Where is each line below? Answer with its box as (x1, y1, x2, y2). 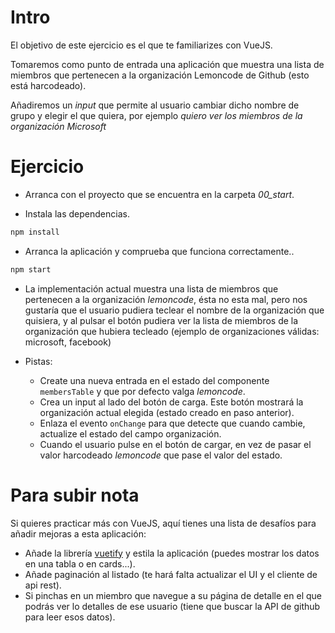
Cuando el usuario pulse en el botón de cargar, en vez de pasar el (39, 438, 312, 450)
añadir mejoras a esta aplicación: (10, 527, 147, 540)
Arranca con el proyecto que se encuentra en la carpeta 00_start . (24, 188, 295, 200)
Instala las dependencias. (24, 207, 130, 220)
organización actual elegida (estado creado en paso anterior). (39, 406, 295, 418)
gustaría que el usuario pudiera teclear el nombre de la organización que (24, 304, 325, 316)
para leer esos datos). (24, 611, 116, 623)
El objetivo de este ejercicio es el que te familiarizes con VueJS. (10, 39, 273, 51)
